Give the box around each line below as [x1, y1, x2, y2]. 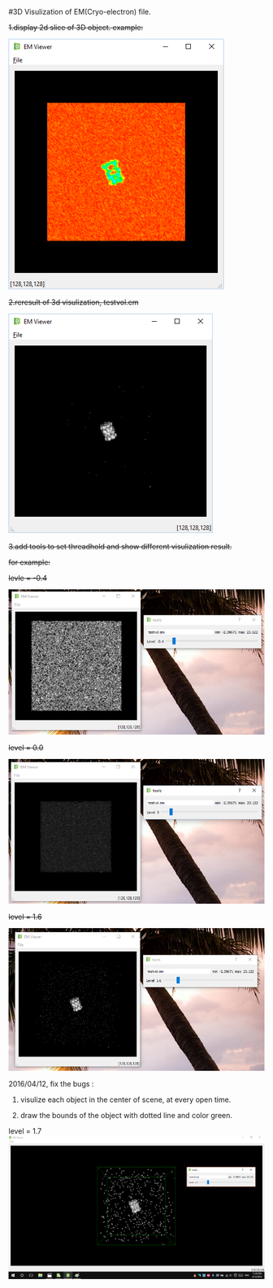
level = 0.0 [8, 743, 44, 752]
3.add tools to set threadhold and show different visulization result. [8, 542, 232, 551]
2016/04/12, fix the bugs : [8, 1079, 94, 1089]
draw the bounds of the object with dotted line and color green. [19, 1111, 233, 1121]
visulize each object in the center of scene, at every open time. [19, 1095, 232, 1104]
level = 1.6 [8, 912, 42, 922]
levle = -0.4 [8, 573, 47, 583]
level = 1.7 [8, 1126, 42, 1136]
